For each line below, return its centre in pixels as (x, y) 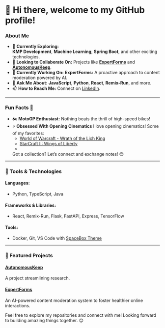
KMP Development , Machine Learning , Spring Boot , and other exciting (85, 52)
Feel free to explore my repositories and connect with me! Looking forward (81, 315)
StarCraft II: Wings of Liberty (48, 143)
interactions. (18, 305)
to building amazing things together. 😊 (44, 320)
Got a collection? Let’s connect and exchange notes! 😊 (68, 154)
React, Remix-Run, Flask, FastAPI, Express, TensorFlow (68, 216)
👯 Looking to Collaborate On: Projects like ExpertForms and (73, 62)
